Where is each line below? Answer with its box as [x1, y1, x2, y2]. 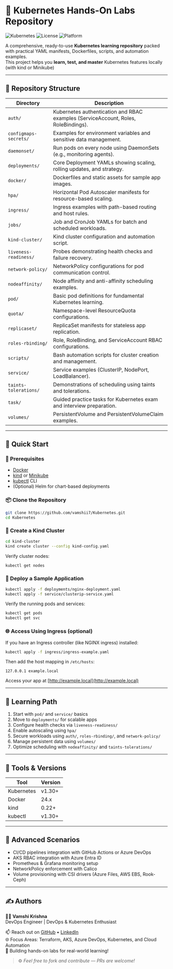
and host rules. [53, 209, 89, 217]
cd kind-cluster [5, 539, 40, 544]
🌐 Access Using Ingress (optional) [5, 628, 93, 635]
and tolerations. [53, 387, 91, 394]
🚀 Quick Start [5, 440, 49, 449]
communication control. [53, 269, 111, 276]
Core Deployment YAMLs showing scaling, [53, 159, 156, 166]
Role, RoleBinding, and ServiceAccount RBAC [53, 337, 163, 344]
